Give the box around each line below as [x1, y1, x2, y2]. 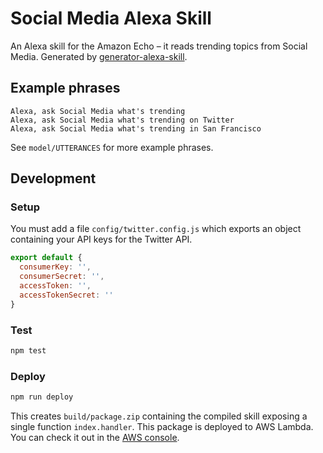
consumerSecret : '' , [19, 272, 105, 282]
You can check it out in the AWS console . [10, 432, 180, 444]
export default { [10, 253, 83, 263]
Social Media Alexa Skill [10, 7, 212, 30]
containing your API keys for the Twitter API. [10, 233, 193, 246]
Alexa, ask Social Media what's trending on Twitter [10, 115, 235, 125]
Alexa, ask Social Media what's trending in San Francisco [10, 123, 262, 134]
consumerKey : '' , [19, 262, 92, 272]
